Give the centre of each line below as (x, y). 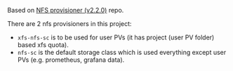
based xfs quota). (43, 45)
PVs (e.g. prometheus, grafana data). (71, 60)
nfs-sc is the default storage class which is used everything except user (122, 52)
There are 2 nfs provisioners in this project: (69, 24)
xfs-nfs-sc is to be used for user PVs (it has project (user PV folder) (116, 37)
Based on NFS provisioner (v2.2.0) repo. (66, 10)
